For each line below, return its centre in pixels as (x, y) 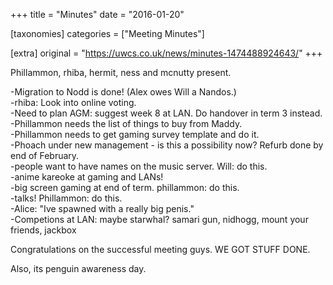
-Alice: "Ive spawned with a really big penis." (102, 208)
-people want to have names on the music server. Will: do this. (139, 166)
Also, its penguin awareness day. (78, 268)
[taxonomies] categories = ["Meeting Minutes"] (107, 33)
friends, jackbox (43, 230)
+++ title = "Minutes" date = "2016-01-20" (97, 14)
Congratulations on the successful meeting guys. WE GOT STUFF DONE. (160, 249)
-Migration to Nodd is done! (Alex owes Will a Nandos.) (123, 92)
